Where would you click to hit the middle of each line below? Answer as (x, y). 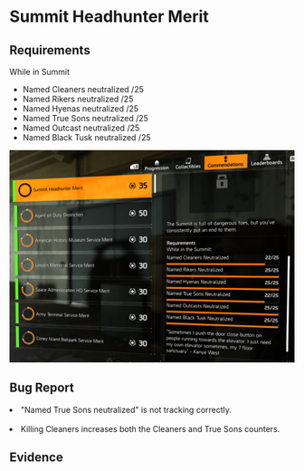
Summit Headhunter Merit (109, 17)
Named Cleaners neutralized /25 (83, 89)
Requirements (50, 50)
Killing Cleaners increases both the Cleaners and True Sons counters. (151, 428)
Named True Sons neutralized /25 (85, 118)
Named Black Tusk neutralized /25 (86, 137)
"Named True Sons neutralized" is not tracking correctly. (127, 409)
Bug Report (42, 388)
